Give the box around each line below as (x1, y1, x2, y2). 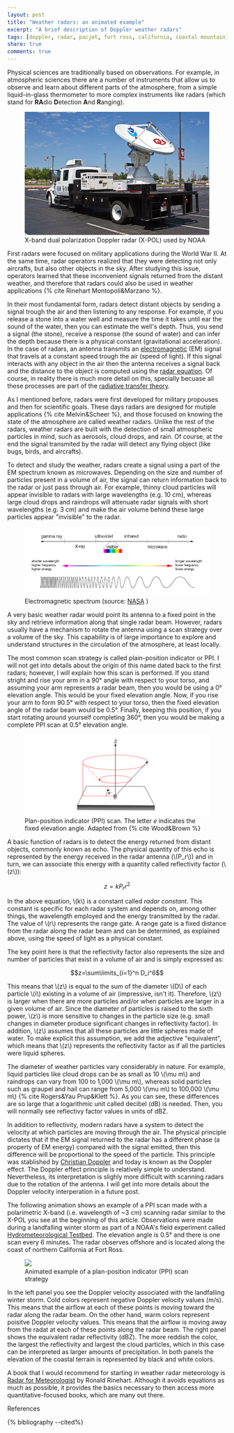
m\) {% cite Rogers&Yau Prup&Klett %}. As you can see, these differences (7, 1092, 219, 1100)
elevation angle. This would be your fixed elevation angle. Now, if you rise (7, 691, 219, 699)
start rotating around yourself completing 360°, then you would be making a (7, 713, 225, 722)
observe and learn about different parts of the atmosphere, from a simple (7, 83, 217, 91)
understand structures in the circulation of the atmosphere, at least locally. (7, 640, 221, 649)
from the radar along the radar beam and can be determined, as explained (7, 926, 220, 936)
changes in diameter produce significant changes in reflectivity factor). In (7, 1019, 218, 1028)
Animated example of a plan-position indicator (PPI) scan (24, 1267, 189, 1276)
